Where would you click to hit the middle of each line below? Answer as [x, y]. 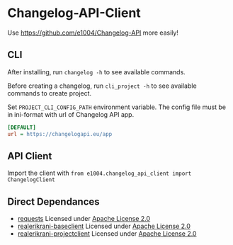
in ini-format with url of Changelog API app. [71, 114]
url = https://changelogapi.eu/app [60, 134]
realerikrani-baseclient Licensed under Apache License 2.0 [104, 226]
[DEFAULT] [22, 127]
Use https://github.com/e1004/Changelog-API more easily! [93, 33]
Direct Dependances [54, 201]
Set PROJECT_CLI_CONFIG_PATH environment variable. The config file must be [117, 107]
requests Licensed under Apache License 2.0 [84, 219]
